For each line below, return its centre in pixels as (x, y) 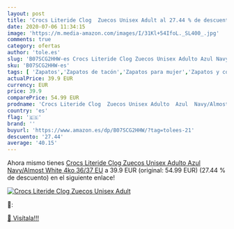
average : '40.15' (32, 143)
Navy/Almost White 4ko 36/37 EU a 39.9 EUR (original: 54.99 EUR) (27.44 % (117, 171)
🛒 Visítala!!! (23, 218)
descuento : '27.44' (36, 136)
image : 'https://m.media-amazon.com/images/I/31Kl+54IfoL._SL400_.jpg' (113, 33)
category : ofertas (34, 46)
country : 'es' (28, 111)
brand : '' (22, 124)
